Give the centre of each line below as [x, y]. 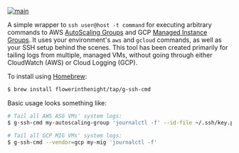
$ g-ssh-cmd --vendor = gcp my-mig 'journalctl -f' [83, 142]
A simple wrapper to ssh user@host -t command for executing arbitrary [110, 25]
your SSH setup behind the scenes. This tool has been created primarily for [118, 47]
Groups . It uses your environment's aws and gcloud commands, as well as [115, 40]
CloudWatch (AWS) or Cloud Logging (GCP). [73, 63]
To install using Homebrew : [47, 76]
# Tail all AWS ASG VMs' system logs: [65, 116]
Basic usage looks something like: [57, 102]
